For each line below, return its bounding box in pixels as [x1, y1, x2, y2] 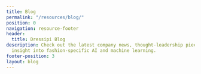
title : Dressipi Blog [11, 36, 66, 42]
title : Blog [6, 8, 36, 15]
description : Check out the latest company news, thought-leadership [6, 42, 184, 48]
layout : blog [6, 58, 39, 64]
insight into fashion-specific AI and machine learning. [11, 48, 157, 54]
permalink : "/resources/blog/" [6, 14, 84, 20]
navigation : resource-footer [6, 25, 79, 32]
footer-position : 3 [6, 53, 55, 59]
